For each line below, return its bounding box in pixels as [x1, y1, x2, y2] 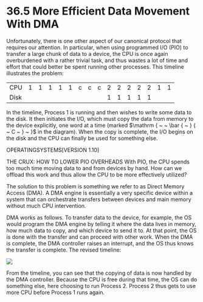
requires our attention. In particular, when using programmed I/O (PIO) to [6, 44, 188, 51]
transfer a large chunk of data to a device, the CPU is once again [6, 50, 168, 57]
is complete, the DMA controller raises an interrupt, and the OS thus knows [6, 239, 194, 247]
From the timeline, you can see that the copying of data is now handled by [6, 269, 192, 276]
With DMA [6, 17, 60, 31]
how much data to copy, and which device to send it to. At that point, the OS [6, 227, 197, 234]
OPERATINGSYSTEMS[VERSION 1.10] [6, 146, 100, 153]
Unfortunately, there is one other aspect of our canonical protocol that [6, 37, 182, 44]
